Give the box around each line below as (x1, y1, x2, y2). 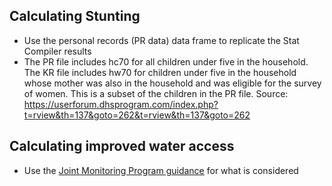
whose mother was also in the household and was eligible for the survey (23, 77, 322, 89)
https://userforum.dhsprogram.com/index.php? (23, 98, 219, 110)
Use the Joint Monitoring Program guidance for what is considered (23, 164, 299, 176)
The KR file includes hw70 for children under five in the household (23, 66, 297, 78)
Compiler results (23, 45, 92, 57)
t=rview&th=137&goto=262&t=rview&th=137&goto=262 (23, 109, 251, 121)
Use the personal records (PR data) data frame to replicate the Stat (23, 34, 300, 46)
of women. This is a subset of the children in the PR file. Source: (23, 87, 289, 99)
